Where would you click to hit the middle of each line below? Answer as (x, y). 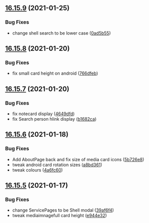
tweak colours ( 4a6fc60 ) (37, 170)
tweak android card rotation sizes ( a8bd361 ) (57, 165)
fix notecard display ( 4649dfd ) (43, 114)
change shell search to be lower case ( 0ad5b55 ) (61, 33)
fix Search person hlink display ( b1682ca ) (54, 119)
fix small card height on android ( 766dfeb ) (55, 73)
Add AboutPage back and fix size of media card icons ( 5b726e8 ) (78, 159)
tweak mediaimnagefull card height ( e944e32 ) (59, 216)
